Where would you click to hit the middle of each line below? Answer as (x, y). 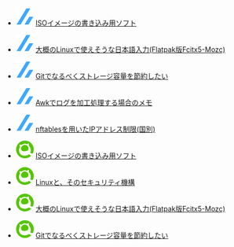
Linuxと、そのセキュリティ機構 (85, 182)
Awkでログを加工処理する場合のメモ (94, 103)
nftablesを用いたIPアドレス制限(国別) (95, 129)
